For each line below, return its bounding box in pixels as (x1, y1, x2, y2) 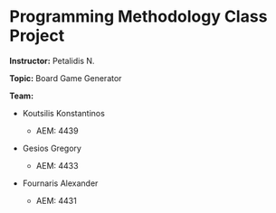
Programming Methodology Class (9, 6, 268, 27)
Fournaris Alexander (22, 178, 99, 189)
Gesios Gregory (22, 143, 81, 153)
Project (9, 25, 65, 46)
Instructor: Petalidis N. (9, 55, 95, 66)
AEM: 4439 (35, 125, 79, 136)
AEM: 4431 (35, 195, 77, 206)
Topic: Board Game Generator (9, 72, 122, 83)
